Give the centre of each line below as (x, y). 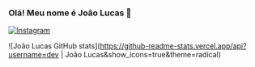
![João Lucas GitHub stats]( (54, 46)
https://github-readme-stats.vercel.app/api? (173, 46)
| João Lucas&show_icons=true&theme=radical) (140, 55)
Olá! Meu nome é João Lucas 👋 (70, 13)
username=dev (34, 55)
